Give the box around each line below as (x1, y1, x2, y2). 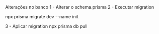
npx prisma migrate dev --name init (5, 14, 79, 19)
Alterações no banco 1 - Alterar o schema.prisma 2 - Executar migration (5, 4, 154, 10)
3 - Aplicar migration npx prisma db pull (5, 23, 88, 29)
